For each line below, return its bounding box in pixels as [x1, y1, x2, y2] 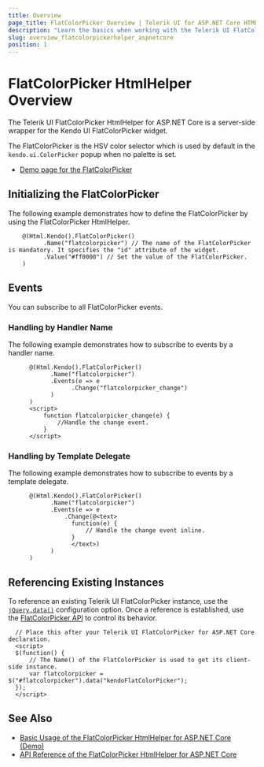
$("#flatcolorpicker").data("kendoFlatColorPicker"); [8, 677, 189, 685]
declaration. [8, 635, 51, 643]
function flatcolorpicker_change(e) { [42, 411, 170, 419]
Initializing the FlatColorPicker [8, 188, 159, 201]
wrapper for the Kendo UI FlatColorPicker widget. [8, 126, 168, 136]
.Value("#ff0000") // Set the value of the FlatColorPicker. [42, 253, 247, 261]
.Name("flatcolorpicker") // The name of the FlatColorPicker [42, 239, 251, 247]
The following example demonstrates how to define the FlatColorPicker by [8, 208, 248, 218]
